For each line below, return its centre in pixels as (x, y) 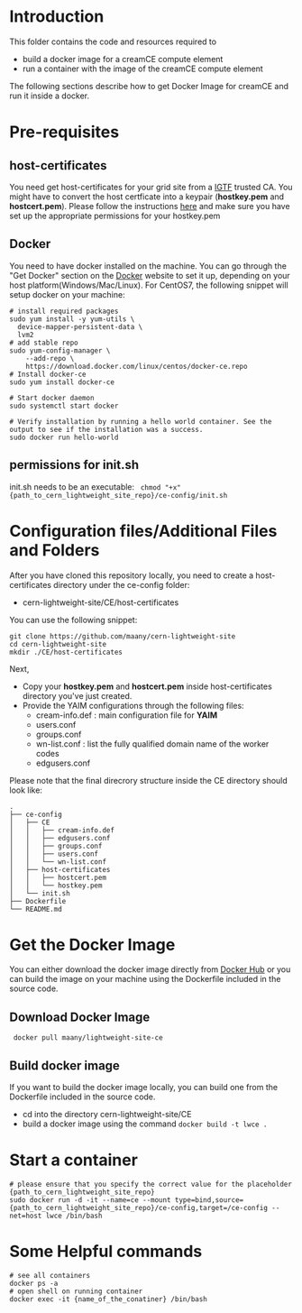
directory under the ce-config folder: (122, 584)
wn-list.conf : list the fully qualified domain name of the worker (152, 744)
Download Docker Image (80, 1017)
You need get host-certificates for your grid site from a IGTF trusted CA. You (151, 187)
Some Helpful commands (106, 1252)
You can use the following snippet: (73, 620)
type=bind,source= (209, 1200)
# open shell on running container (76, 1291)
